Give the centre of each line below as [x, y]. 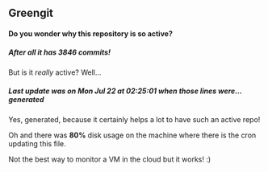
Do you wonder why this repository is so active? [91, 33]
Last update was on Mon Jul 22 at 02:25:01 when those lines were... [125, 91]
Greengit [31, 13]
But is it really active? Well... [55, 72]
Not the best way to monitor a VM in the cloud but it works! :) [110, 159]
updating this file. [37, 143]
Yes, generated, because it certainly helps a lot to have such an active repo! [134, 119]
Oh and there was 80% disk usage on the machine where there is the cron [132, 135]
